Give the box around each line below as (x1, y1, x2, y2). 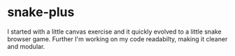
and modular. (7, 42, 45, 50)
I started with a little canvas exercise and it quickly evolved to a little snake (7, 27, 222, 36)
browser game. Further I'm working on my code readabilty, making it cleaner (7, 34, 228, 43)
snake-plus (7, 4, 75, 20)
